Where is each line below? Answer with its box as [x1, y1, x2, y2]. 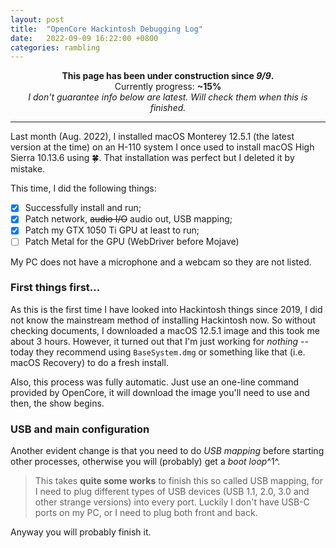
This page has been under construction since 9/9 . [61, 70, 275, 82]
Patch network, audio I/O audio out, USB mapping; [24, 213, 233, 225]
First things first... [10, 281, 101, 295]
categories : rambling [10, 42, 101, 53]
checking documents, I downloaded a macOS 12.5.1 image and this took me [10, 324, 320, 336]
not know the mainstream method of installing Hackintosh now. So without [10, 314, 317, 326]
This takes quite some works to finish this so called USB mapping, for [34, 475, 323, 487]
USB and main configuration [10, 422, 150, 436]
